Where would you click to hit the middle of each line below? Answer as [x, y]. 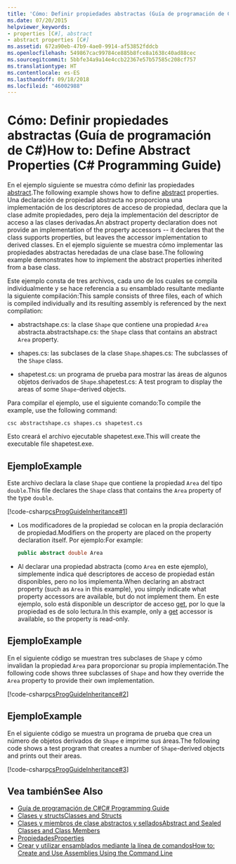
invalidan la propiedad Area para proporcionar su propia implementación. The [118, 665]
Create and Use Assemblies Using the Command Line [95, 853]
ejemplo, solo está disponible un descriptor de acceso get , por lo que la [121, 603]
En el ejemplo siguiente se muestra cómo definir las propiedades [101, 185]
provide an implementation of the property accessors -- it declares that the [116, 230]
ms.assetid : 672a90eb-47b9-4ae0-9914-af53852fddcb [83, 46]
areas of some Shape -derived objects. [72, 389]
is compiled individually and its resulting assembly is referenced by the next [117, 303]
